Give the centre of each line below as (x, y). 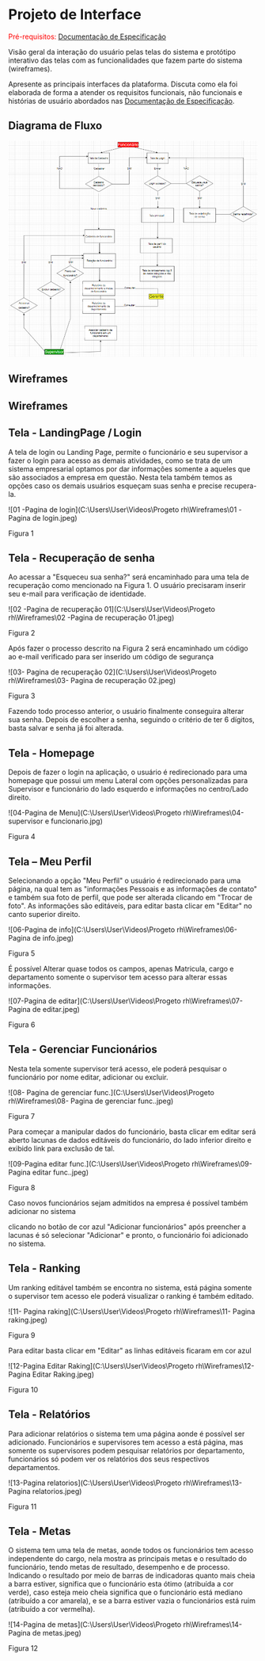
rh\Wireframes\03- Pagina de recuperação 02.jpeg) (92, 681)
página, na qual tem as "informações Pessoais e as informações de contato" (133, 889)
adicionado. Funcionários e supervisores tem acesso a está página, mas (126, 1442)
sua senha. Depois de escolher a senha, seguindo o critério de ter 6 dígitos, (131, 720)
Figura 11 (23, 1506)
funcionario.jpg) (77, 821)
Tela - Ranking (44, 1268)
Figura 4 (22, 837)
